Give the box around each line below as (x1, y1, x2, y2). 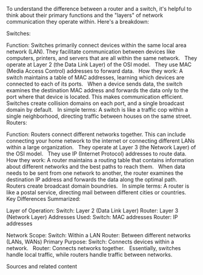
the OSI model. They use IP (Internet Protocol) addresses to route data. (6, 150, 187, 157)
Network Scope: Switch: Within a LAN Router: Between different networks (6, 232, 191, 239)
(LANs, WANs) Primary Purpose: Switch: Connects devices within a (6, 238, 175, 245)
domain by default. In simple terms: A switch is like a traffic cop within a (6, 106, 188, 113)
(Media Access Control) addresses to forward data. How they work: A (6, 67, 183, 75)
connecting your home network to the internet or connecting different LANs (6, 137, 195, 144)
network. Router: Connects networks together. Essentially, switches (6, 245, 181, 251)
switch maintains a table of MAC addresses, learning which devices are (6, 74, 185, 81)
